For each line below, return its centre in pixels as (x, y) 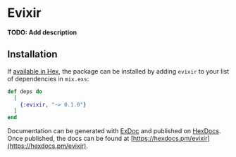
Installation (32, 54)
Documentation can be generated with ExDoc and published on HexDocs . (114, 131)
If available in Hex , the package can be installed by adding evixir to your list (118, 71)
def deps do (25, 91)
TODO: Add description (42, 32)
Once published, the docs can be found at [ (70, 139)
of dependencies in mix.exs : (48, 78)
